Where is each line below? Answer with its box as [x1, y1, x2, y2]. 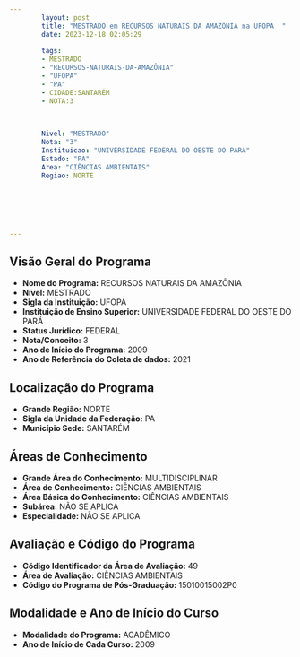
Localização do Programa [9, 380, 155, 395]
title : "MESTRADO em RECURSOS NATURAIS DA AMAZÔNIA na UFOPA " [41, 22, 287, 30]
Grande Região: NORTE [21, 404, 111, 415]
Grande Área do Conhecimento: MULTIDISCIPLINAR [21, 472, 218, 484]
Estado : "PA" [41, 154, 90, 163]
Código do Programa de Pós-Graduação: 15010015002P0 [21, 579, 237, 590]
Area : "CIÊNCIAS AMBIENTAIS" [41, 162, 150, 171]
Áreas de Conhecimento [9, 449, 148, 464]
